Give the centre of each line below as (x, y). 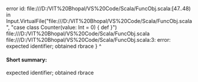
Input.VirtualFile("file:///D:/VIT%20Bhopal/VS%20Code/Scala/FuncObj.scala (99, 21)
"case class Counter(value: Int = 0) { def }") (64, 27)
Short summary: (27, 60)
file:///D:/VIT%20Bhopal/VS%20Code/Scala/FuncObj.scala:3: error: (89, 40)
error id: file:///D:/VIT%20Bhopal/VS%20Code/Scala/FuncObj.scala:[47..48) (98, 9)
